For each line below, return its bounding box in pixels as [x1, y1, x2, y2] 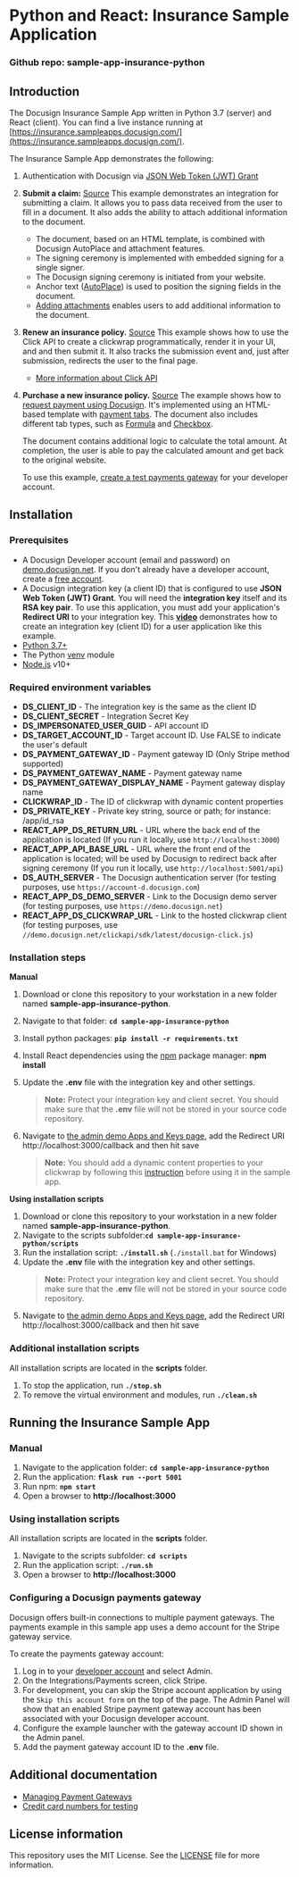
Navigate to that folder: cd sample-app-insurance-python [21, 1015, 229, 1027]
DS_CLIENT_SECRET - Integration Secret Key [21, 711, 189, 722]
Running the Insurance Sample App [9, 1414, 211, 1430]
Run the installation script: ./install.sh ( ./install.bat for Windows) [21, 1247, 277, 1258]
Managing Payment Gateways [21, 1791, 132, 1802]
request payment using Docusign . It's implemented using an [21, 399, 244, 410]
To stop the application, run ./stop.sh [21, 1380, 162, 1390]
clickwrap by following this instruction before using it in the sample [44, 1167, 291, 1178]
